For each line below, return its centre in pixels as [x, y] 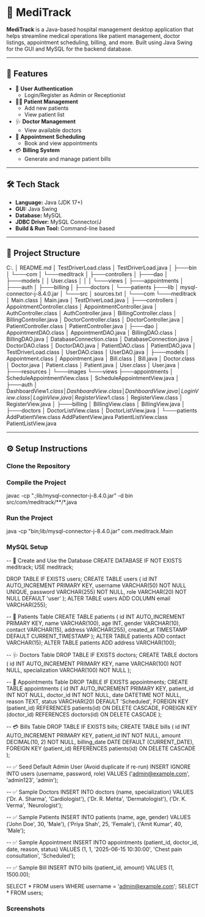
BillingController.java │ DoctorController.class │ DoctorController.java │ [95, 320]
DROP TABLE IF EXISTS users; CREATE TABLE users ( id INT [82, 579]
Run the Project [30, 517]
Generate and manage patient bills [67, 159]
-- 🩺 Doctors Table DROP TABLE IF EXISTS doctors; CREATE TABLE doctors [102, 655]
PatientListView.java [31, 423]
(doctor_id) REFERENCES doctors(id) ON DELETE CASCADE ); [84, 714]
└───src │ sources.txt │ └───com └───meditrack [131, 294]
